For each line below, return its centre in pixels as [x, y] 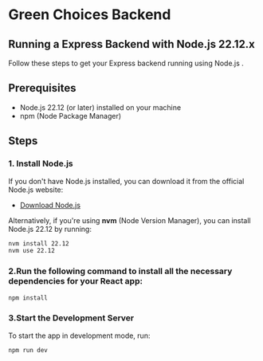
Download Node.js [50, 205]
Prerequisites [42, 88]
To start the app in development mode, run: [79, 335]
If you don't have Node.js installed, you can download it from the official [126, 181]
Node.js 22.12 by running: [50, 229]
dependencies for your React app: [76, 281]
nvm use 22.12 [32, 251]
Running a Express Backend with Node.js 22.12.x [131, 44]
